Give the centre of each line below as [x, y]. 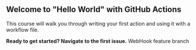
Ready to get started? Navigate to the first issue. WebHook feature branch [98, 41]
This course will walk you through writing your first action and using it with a [98, 23]
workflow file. [23, 30]
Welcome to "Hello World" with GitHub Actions [94, 10]
